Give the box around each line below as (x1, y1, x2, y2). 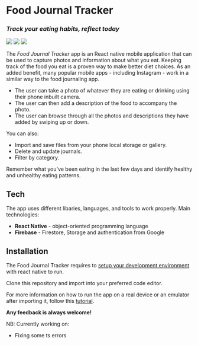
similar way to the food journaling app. (6, 75, 99, 83)
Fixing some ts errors (14, 332, 67, 339)
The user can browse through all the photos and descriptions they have (14, 112, 189, 119)
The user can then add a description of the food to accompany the (14, 100, 177, 107)
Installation (6, 246, 48, 256)
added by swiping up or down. (14, 119, 89, 126)
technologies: (6, 211, 40, 218)
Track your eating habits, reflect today (6, 25, 120, 33)
